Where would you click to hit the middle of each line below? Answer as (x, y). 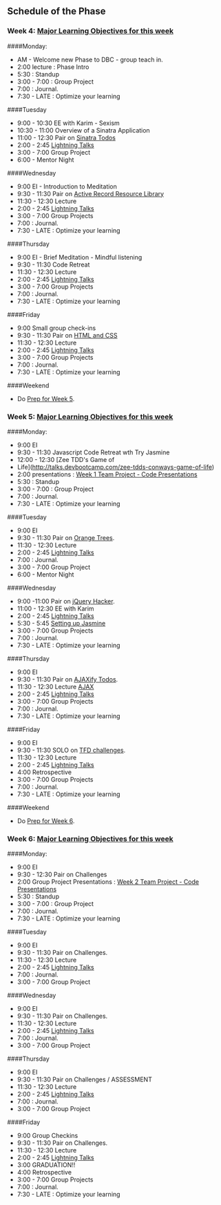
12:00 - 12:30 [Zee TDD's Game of (66, 459)
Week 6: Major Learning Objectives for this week (90, 838)
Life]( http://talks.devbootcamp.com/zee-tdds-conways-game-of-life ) (116, 467)
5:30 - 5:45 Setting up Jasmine (61, 623)
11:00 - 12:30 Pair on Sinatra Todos (66, 137)
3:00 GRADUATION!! (46, 1165)
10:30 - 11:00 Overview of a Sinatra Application (83, 130)
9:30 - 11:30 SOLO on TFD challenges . (71, 750)
